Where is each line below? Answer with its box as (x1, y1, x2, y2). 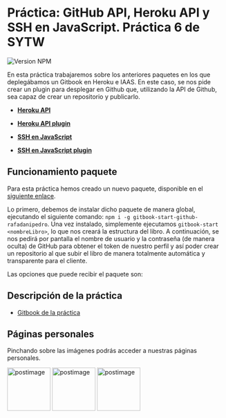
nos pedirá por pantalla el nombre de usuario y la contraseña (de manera (7, 234, 215, 243)
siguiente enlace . (7, 191, 56, 200)
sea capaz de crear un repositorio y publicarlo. (7, 92, 140, 101)
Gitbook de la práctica (17, 308, 81, 316)
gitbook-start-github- (133, 213, 198, 220)
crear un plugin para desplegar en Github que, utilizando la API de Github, (7, 85, 218, 93)
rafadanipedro (7, 221, 48, 228)
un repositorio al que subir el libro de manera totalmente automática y (7, 249, 205, 257)
